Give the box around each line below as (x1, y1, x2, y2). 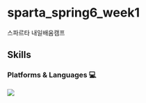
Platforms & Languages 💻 (7, 71, 97, 80)
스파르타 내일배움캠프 (7, 28, 65, 37)
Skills (7, 49, 31, 61)
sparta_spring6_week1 (7, 5, 140, 21)
